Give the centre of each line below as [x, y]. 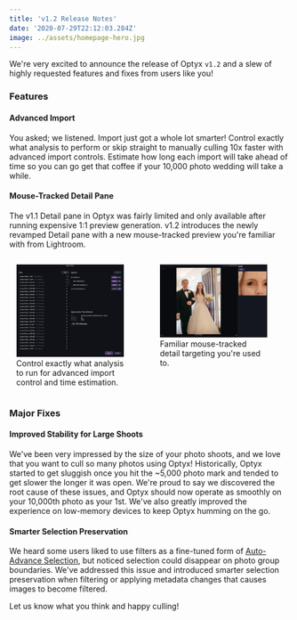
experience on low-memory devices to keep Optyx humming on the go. [140, 510]
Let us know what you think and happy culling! [94, 607]
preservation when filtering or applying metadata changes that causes [138, 580]
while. [20, 175]
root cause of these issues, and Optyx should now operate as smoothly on [145, 492]
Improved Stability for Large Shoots [76, 434]
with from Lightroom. [48, 244]
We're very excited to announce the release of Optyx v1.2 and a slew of [141, 64]
